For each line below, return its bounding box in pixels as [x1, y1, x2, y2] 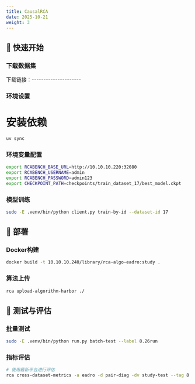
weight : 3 [6, 19, 30, 25]
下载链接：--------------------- [6, 76, 82, 83]
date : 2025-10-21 [6, 14, 48, 20]
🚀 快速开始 [6, 42, 44, 53]
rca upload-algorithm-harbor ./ [6, 288, 85, 294]
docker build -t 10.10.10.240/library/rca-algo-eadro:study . [6, 259, 161, 265]
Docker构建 [6, 246, 39, 254]
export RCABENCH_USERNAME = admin [6, 169, 85, 176]
